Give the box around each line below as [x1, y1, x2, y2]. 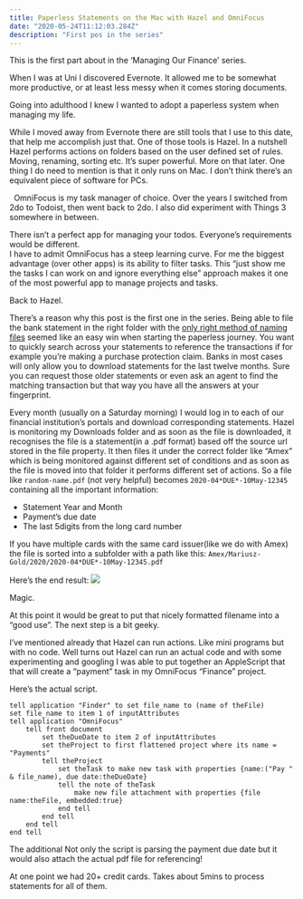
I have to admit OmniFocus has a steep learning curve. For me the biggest [9, 248, 285, 259]
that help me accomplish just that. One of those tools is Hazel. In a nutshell [9, 137, 288, 148]
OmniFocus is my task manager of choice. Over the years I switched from [13, 192, 288, 204]
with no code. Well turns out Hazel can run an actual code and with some [9, 647, 282, 658]
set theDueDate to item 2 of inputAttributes [42, 733, 217, 742]
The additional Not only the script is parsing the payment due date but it [9, 844, 278, 855]
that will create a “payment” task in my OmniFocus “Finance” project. [9, 666, 267, 677]
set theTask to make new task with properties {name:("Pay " [57, 765, 294, 774]
